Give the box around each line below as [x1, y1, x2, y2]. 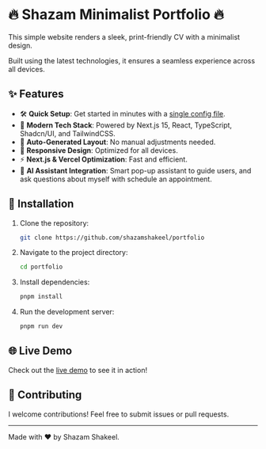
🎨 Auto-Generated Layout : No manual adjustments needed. [19, 137, 216, 146]
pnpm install [19, 293, 63, 301]
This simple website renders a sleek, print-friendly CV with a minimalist [8, 32, 240, 41]
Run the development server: [19, 307, 115, 317]
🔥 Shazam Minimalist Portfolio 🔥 [8, 6, 224, 24]
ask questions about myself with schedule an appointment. [19, 174, 212, 184]
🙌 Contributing [8, 388, 82, 401]
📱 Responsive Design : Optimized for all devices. [19, 145, 178, 155]
